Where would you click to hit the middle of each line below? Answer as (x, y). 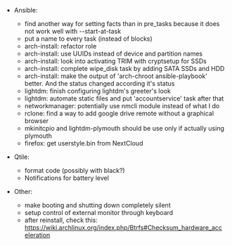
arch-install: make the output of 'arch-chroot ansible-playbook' (116, 76)
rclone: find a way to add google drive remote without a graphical (119, 113)
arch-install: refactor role (60, 46)
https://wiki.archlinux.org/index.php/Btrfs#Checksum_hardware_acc (123, 227)
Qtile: (22, 157)
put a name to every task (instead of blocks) (88, 39)
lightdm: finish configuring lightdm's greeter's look (97, 91)
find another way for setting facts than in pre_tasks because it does (122, 24)
